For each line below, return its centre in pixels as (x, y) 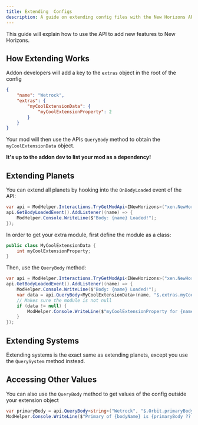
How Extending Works (48, 59)
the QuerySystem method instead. (46, 361)
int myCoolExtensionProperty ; (54, 251)
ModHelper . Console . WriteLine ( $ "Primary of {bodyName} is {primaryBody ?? (99, 416)
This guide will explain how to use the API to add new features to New (91, 34)
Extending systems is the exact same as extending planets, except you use (97, 355)
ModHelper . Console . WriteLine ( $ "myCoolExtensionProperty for (103, 311)
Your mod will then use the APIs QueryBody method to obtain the (83, 140)
